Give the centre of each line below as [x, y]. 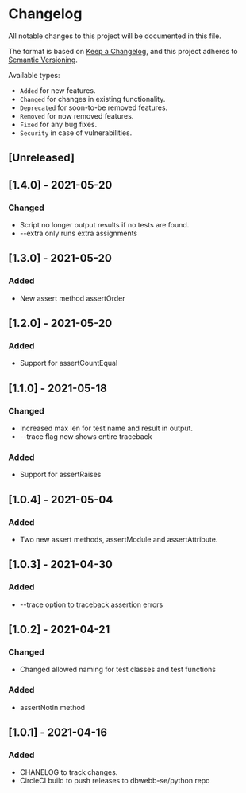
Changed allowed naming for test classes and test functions [118, 670]
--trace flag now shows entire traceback [86, 437]
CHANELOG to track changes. [69, 772]
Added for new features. [58, 90]
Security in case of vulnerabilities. [76, 133]
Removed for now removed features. [77, 115]
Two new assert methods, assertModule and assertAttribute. [119, 540]
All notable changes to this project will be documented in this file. [115, 36]
